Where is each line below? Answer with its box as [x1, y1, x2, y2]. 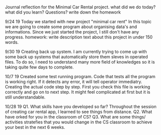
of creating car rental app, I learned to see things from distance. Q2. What [5, 109, 152, 115]
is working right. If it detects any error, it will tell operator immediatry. [5, 79, 143, 84]
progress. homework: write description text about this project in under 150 [5, 34, 153, 40]
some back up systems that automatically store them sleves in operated [5, 54, 148, 60]
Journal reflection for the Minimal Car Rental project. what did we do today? [5, 4, 156, 10]
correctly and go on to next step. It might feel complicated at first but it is [5, 89, 151, 95]
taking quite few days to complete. [5, 64, 74, 70]
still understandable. [5, 94, 46, 100]
